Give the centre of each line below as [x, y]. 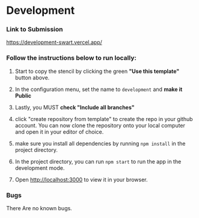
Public [23, 95]
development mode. [40, 168]
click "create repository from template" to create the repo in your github [104, 119]
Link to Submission [35, 30]
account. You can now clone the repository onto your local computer [100, 125]
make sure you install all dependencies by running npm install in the [100, 143]
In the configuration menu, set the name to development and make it [99, 89]
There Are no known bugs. [39, 208]
